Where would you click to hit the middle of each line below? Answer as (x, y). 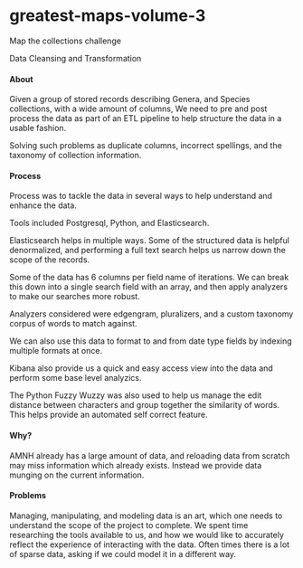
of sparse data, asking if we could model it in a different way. (123, 554)
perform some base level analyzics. (76, 378)
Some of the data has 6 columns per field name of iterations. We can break (149, 278)
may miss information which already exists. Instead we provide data (136, 465)
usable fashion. (38, 128)
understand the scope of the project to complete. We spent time (129, 525)
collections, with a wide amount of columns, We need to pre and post (138, 109)
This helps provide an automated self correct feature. (109, 415)
